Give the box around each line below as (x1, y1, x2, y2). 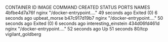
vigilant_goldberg (5, 31, 41, 37)
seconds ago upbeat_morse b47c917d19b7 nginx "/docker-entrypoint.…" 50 (5, 15, 163, 21)
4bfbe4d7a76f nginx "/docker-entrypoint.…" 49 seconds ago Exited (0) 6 (5, 10, 158, 16)
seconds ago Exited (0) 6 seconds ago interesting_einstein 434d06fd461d (5, 20, 160, 26)
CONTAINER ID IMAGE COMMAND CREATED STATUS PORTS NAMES (5, 5, 150, 10)
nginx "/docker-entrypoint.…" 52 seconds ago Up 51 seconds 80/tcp (5, 26, 148, 32)
